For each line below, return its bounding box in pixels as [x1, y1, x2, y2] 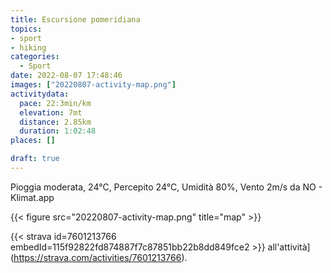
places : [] [10, 136, 56, 146]
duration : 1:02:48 [19, 126, 97, 136]
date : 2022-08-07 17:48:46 [10, 71, 123, 81]
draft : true [10, 154, 60, 164]
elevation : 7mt [19, 107, 83, 118]
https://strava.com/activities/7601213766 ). [13, 251, 188, 263]
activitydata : [10, 89, 70, 99]
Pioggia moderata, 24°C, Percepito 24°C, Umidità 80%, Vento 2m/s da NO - [10, 181, 323, 193]
